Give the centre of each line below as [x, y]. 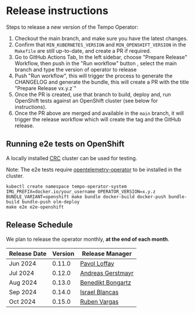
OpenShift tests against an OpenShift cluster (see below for [86, 100]
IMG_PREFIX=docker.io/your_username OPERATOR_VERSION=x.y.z [81, 192]
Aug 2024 [23, 283]
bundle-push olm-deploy [51, 202]
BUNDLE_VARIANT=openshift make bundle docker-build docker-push [86, 197]
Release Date [28, 253]
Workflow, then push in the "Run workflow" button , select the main [96, 63]
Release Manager [107, 253]
